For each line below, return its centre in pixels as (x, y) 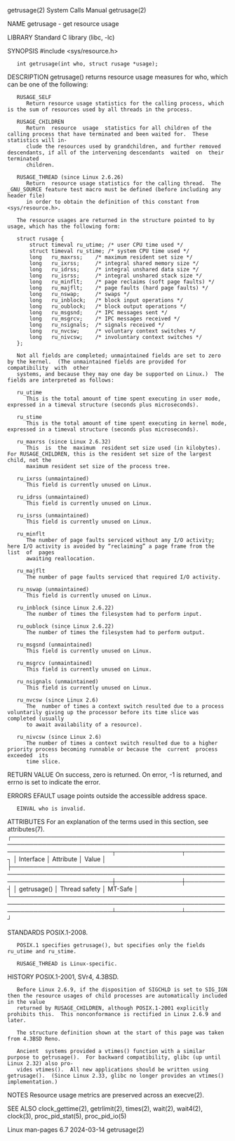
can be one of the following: (48, 84)
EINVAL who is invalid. (51, 808)
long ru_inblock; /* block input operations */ (106, 300)
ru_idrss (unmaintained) (53, 497)
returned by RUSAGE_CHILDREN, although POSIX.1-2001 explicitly (113, 1008)
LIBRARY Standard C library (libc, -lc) (61, 37)
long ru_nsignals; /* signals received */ (97, 325)
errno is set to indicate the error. (54, 782)
